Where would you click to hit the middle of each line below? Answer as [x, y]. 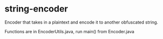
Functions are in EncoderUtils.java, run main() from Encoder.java [70, 31]
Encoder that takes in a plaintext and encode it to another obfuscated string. [81, 22]
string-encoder [36, 9]
